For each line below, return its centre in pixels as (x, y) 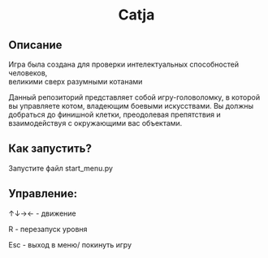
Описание (35, 45)
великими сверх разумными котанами (76, 82)
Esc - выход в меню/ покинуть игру (70, 244)
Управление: (43, 193)
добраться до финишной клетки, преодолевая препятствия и (115, 114)
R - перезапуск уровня (48, 229)
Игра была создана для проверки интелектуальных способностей (124, 64)
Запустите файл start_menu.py (61, 168)
